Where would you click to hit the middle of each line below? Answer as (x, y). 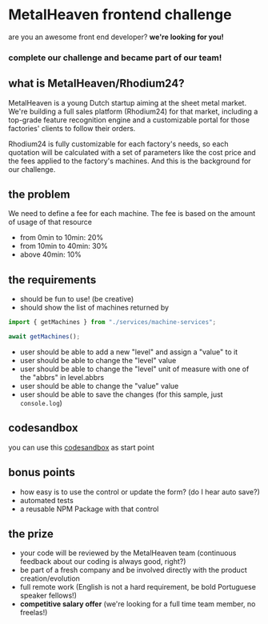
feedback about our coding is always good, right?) (103, 562)
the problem (39, 195)
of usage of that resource (50, 222)
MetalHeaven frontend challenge (120, 15)
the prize (31, 534)
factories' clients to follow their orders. (72, 128)
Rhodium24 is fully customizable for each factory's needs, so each (119, 144)
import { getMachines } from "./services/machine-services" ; (112, 322)
